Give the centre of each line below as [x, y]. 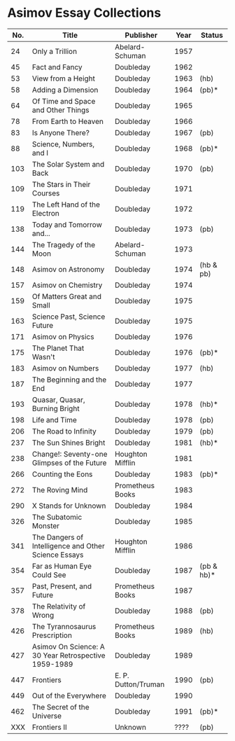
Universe [47, 716]
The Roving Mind [60, 490]
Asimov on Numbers [65, 368]
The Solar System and [68, 164]
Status [212, 35]
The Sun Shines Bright [69, 443]
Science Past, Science [69, 317]
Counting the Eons [62, 474]
